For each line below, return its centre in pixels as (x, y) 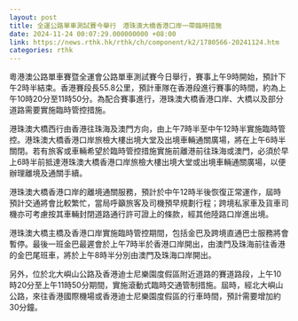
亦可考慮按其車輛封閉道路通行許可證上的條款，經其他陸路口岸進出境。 (145, 215)
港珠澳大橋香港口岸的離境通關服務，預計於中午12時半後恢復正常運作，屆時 (145, 192)
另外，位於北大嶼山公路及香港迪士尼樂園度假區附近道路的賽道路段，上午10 (145, 274)
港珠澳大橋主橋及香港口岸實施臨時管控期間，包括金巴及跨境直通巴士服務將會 (149, 233)
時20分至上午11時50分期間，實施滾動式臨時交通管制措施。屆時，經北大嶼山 (146, 286)
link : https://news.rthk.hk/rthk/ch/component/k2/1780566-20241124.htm (144, 42)
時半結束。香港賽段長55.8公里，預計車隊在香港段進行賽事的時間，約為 (150, 88)
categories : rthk (41, 51)
